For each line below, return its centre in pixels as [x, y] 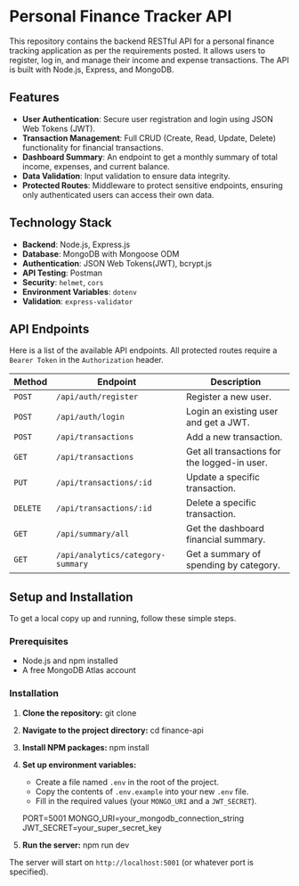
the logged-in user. [227, 463]
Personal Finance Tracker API [121, 16]
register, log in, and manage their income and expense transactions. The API [149, 60]
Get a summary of [224, 554]
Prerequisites [39, 642]
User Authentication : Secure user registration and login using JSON [148, 119]
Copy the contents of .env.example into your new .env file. [142, 792]
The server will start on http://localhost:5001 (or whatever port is [131, 862]
